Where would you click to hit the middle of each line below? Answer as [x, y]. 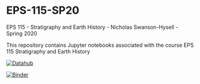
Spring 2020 [22, 33]
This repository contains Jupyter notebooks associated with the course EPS [100, 45]
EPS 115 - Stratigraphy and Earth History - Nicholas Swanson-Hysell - [92, 27]
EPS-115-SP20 [43, 10]
